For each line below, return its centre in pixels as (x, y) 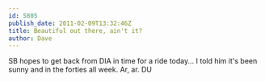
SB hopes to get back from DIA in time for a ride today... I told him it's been (133, 61)
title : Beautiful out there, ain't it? (76, 31)
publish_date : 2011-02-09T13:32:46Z (70, 23)
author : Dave (30, 38)
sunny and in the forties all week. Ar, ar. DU (80, 70)
